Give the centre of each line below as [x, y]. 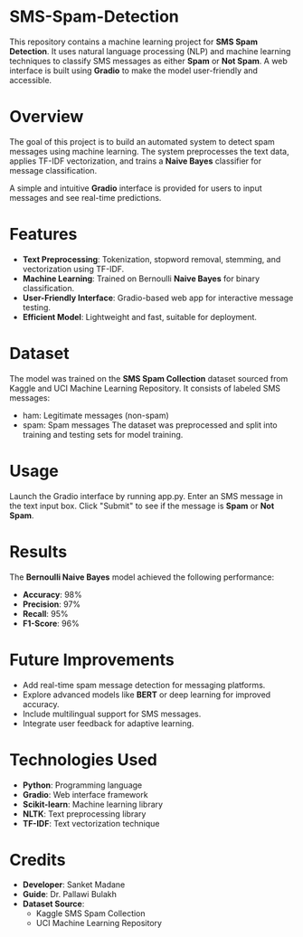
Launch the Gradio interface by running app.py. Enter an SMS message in [146, 496]
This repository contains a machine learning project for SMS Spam [133, 42]
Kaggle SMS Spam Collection [91, 913]
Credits [38, 860]
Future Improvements [92, 660]
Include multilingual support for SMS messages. [112, 714]
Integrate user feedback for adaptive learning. [108, 723]
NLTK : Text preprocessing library [84, 814]
